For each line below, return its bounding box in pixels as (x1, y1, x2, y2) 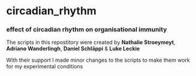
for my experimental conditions (6, 63, 83, 70)
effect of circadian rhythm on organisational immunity (6, 26, 167, 34)
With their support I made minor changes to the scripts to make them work (6, 56, 190, 64)
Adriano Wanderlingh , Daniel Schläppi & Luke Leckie (6, 45, 140, 52)
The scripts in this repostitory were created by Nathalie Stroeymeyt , (6, 39, 176, 46)
